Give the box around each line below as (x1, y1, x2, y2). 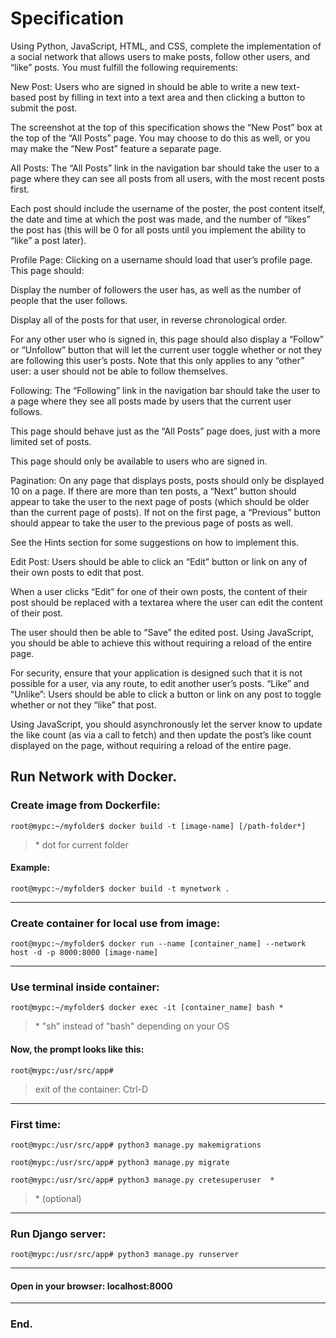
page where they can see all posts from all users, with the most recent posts (10, 172, 325, 184)
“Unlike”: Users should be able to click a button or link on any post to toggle (10, 688, 322, 700)
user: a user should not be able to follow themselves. (10, 365, 228, 377)
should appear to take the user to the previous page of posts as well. (10, 517, 294, 529)
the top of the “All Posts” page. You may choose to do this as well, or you (10, 132, 311, 144)
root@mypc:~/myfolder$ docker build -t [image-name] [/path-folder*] (10, 821, 307, 831)
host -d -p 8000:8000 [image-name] (10, 948, 159, 958)
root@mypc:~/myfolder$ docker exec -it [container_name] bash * (10, 1003, 284, 1013)
